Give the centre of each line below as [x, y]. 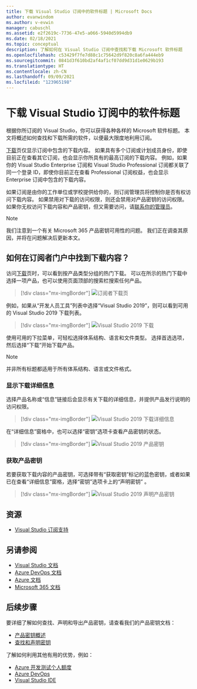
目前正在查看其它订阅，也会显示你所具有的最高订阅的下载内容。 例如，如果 [97, 157]
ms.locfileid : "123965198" [39, 83]
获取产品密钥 [24, 461]
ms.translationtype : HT [35, 66]
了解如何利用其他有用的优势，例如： [50, 654]
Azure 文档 [28, 579]
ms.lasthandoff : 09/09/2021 [40, 77]
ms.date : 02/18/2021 [31, 39]
